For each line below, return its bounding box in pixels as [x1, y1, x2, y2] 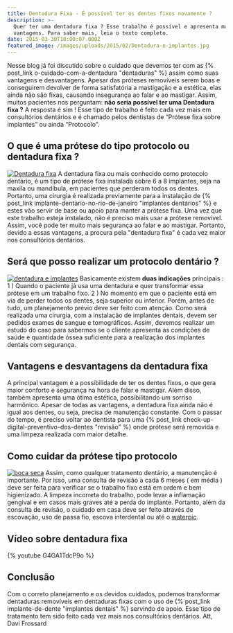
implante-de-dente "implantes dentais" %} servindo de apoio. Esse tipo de [7, 604, 221, 613]
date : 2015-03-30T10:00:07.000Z [7, 36, 101, 43]
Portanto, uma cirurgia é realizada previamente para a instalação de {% [7, 191, 212, 199]
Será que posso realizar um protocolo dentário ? [7, 256, 220, 267]
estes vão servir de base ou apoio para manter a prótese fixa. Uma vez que [7, 206, 223, 215]
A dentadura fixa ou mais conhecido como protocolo [58, 169, 208, 177]
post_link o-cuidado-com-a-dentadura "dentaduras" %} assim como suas [7, 69, 219, 77]
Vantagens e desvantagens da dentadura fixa [7, 361, 208, 373]
